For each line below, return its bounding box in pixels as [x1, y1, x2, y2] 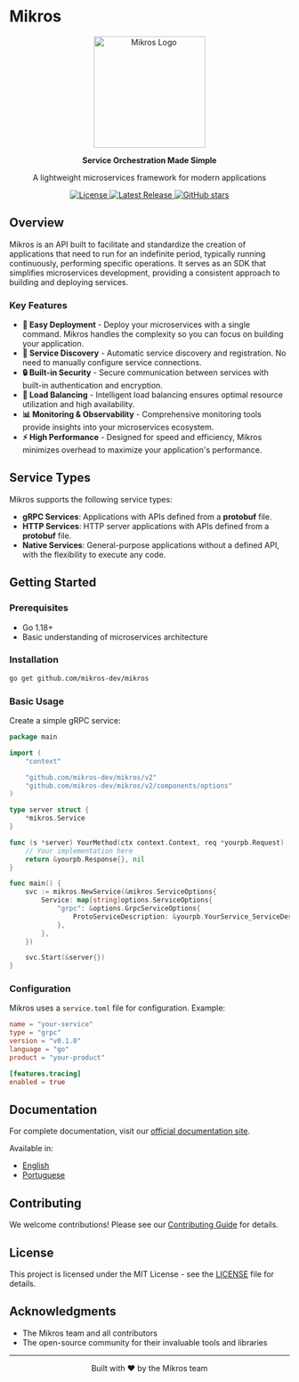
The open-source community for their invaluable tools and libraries [21, 1337, 268, 1347]
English [21, 1160, 50, 1171]
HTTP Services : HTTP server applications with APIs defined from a [21, 520, 270, 531]
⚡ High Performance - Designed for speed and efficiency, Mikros [21, 432, 263, 443]
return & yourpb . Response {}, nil [25, 855, 145, 863]
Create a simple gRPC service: [9, 716, 122, 726]
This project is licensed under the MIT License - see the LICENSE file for [9, 1269, 274, 1280]
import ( [9, 748, 42, 757]
